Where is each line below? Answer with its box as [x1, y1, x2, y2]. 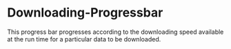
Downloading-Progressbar [7, 5, 163, 21]
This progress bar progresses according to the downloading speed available [7, 28, 224, 36]
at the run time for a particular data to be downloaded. [7, 35, 161, 43]
